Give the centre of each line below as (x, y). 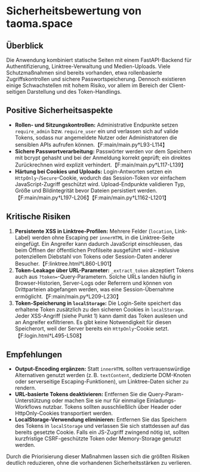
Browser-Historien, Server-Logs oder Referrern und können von (93, 283)
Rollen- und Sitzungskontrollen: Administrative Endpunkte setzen (96, 125)
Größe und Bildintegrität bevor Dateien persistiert (75, 190)
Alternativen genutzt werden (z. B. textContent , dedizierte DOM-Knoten (103, 375)
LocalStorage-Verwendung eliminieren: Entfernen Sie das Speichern (101, 419)
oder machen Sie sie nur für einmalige (99, 400)
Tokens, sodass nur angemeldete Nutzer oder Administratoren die (96, 137)
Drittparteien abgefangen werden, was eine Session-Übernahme (94, 289)
